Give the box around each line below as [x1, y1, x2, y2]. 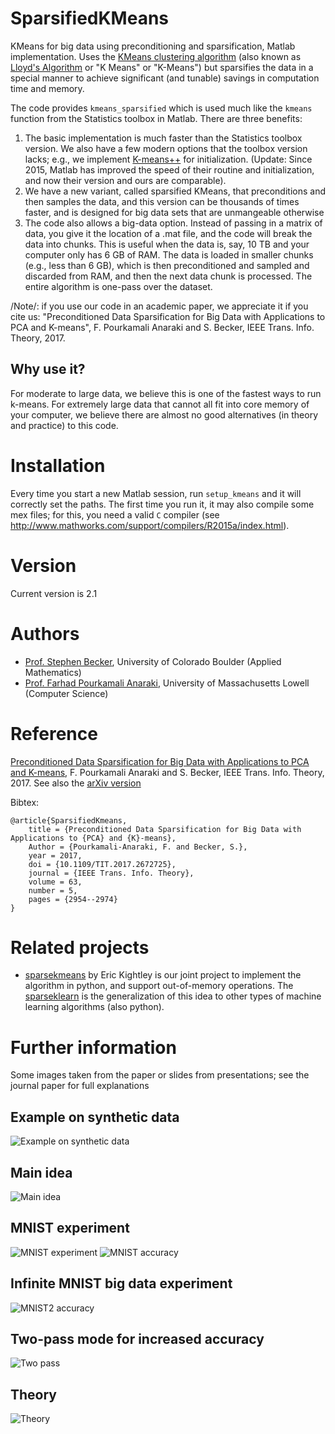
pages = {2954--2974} [28, 894, 118, 904]
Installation [10, 454, 106, 477]
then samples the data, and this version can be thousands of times [24, 195, 300, 207]
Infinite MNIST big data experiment [10, 1275, 233, 1292]
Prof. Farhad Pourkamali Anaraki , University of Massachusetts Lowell [24, 677, 310, 689]
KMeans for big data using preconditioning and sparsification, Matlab [10, 40, 296, 52]
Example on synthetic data [10, 1108, 180, 1126]
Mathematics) [24, 666, 82, 678]
